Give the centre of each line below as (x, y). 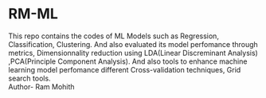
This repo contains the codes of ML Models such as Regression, (113, 36)
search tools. (29, 78)
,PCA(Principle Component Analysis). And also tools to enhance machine (128, 61)
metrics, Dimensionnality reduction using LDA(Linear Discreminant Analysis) (133, 53)
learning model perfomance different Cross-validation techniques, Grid (125, 69)
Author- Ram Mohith (41, 86)
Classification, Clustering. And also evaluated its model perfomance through (133, 44)
